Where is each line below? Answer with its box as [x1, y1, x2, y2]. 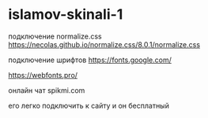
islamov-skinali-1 [8, 6, 123, 24]
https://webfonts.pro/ [8, 70, 78, 79]
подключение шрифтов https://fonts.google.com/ [8, 55, 172, 65]
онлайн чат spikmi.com [8, 85, 85, 95]
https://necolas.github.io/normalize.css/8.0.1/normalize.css [8, 39, 200, 49]
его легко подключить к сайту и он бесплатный [8, 101, 170, 110]
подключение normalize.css [8, 31, 102, 41]
